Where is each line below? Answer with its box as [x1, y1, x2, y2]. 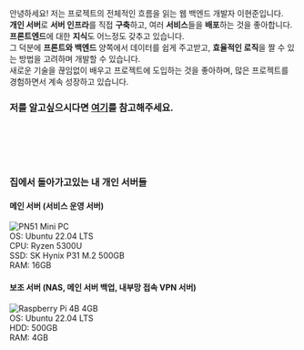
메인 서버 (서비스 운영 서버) [9, 200, 105, 211]
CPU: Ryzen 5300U [9, 241, 83, 252]
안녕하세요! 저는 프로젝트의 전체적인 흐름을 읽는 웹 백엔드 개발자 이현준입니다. [9, 8, 284, 18]
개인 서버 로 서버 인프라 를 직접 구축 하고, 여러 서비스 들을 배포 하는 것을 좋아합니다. [9, 19, 293, 30]
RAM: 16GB [9, 260, 52, 271]
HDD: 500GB [9, 322, 58, 333]
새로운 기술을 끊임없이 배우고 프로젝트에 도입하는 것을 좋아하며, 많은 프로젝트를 [9, 65, 289, 76]
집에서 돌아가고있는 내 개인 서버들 [9, 176, 147, 189]
